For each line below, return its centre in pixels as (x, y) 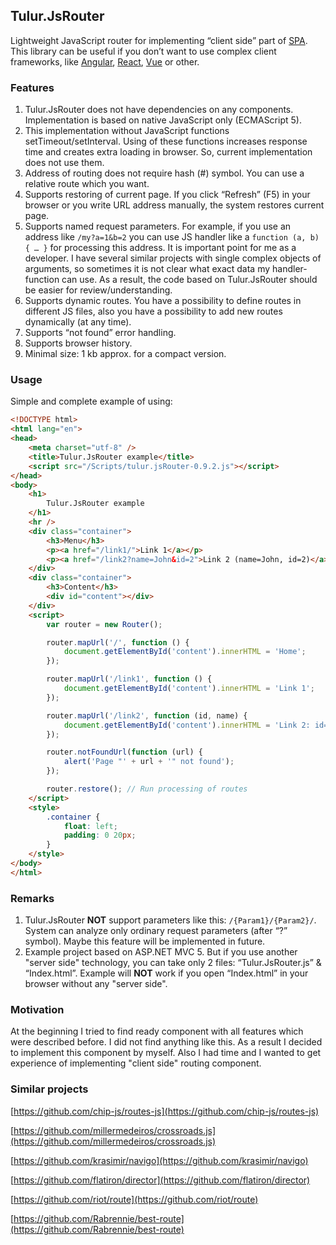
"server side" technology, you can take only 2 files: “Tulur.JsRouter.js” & (173, 963)
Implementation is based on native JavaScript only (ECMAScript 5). (163, 120)
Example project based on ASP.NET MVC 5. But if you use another (161, 952)
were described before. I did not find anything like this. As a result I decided (166, 1042)
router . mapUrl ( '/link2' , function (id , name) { (147, 715)
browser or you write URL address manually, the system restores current (174, 205)
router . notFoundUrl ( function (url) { (124, 752)
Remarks (32, 898)
